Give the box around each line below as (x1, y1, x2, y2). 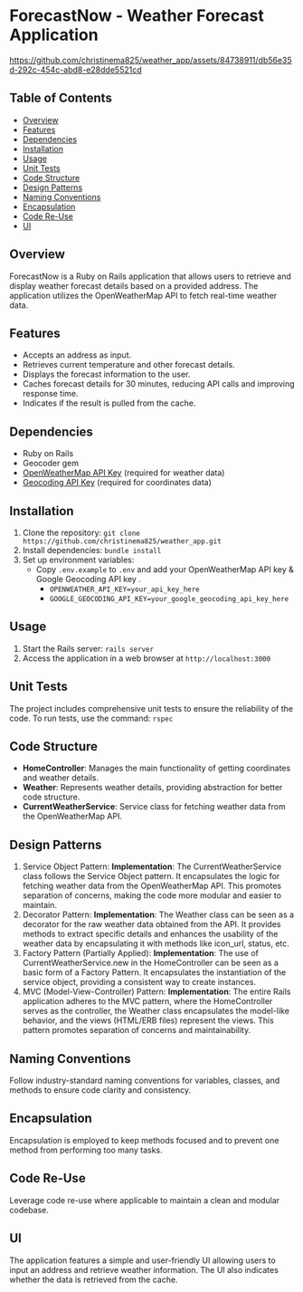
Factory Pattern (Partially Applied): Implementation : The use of (22, 948, 260, 959)
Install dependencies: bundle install (22, 545, 162, 555)
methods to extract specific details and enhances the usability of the (22, 929, 279, 940)
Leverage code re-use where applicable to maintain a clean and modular (9, 1194, 280, 1205)
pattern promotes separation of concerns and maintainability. (22, 1025, 251, 1036)
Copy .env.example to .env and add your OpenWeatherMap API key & (35, 564, 294, 575)
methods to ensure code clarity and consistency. (9, 1085, 192, 1096)
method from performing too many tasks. (9, 1144, 163, 1155)
